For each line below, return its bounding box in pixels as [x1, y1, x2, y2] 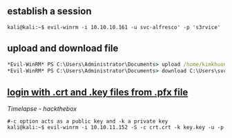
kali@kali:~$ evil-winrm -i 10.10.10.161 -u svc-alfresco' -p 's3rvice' [7, 23, 221, 30]
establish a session [7, 6, 92, 17]
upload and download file [7, 43, 119, 55]
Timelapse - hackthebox [7, 105, 77, 113]
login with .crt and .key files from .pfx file [7, 86, 188, 98]
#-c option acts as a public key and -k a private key [7, 118, 168, 125]
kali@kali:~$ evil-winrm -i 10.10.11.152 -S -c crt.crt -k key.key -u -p [7, 124, 224, 131]
